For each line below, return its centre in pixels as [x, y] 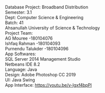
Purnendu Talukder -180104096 [37, 49]
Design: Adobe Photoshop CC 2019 [41, 75]
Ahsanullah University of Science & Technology [52, 28]
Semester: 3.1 [18, 12]
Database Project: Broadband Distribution [47, 7]
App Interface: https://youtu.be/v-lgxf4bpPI [49, 85]
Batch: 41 [14, 23]
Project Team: [19, 33]
